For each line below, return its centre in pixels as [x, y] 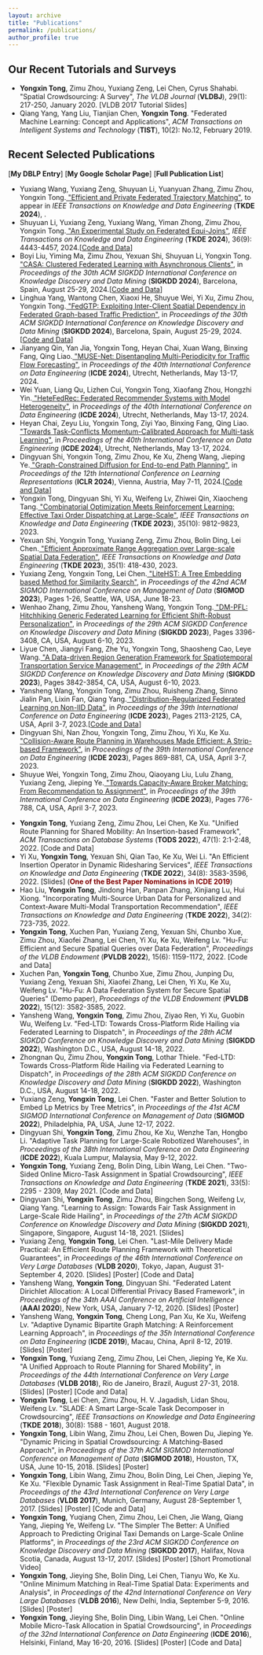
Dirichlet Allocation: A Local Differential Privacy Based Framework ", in [132, 1291]
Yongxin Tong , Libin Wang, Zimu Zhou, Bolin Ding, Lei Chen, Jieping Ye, [136, 1475]
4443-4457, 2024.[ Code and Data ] [76, 247]
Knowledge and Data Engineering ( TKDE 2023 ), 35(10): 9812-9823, [130, 523]
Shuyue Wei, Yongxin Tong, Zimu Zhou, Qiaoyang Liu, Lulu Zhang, [126, 774]
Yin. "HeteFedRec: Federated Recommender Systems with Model [124, 397]
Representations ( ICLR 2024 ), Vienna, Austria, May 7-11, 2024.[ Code [131, 482]
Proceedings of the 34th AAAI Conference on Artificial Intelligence [127, 1299]
